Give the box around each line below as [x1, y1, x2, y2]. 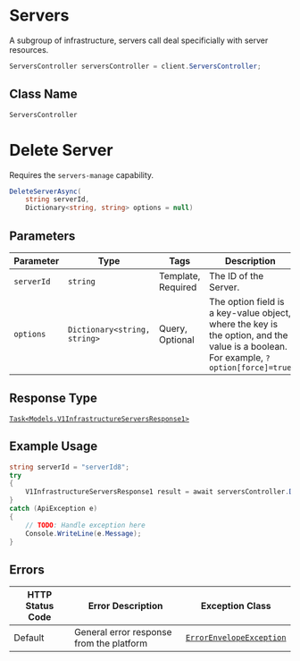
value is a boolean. [209, 341, 287, 352]
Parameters [9, 228, 76, 243]
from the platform [74, 637, 148, 649]
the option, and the [209, 329, 288, 341]
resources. [9, 44, 49, 55]
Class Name [9, 87, 78, 102]
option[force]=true [209, 363, 292, 372]
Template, [159, 270, 201, 282]
